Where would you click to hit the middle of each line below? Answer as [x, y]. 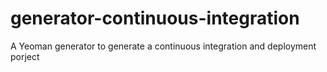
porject [25, 56]
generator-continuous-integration [155, 18]
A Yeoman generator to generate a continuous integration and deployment [163, 46]
